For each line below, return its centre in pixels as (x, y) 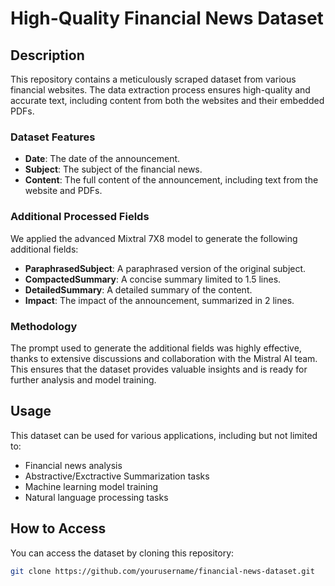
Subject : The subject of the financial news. (113, 169)
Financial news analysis (73, 465)
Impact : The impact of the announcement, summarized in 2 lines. (159, 300)
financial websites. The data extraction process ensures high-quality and (160, 90)
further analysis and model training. (83, 379)
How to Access (58, 528)
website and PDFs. (63, 191)
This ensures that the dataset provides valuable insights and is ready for (159, 369)
